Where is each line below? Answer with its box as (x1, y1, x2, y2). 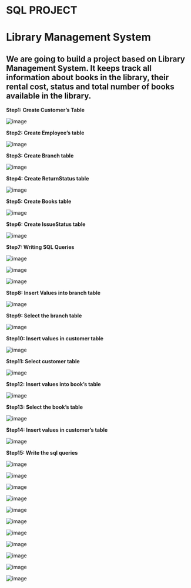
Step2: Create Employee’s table (6, 129, 85, 136)
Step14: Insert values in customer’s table (6, 426, 108, 433)
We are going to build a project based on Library (6, 54, 185, 64)
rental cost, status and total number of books (6, 81, 175, 91)
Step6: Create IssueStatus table (6, 221, 86, 228)
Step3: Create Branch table (6, 152, 74, 159)
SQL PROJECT (6, 4, 78, 17)
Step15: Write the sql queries (6, 449, 78, 456)
